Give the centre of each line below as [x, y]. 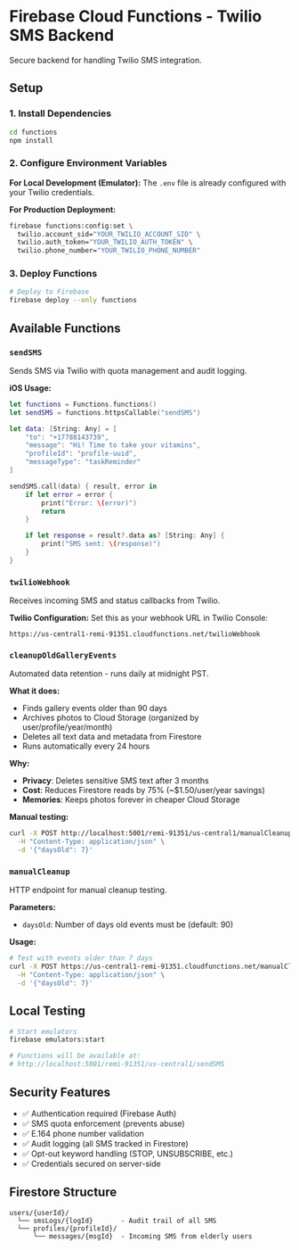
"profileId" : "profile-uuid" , [81, 454]
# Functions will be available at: [75, 1056]
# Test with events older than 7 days [81, 958]
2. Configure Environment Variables [88, 163]
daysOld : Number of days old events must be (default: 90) [128, 924]
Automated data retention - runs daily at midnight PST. [109, 674]
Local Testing [48, 1011]
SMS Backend [62, 35]
